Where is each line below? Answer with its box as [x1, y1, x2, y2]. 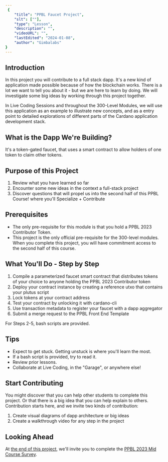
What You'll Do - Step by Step [5, 260, 99, 268]
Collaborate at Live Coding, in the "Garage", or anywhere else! [12, 364, 141, 370]
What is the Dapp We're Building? [5, 133, 112, 141]
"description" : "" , [14, 26, 55, 31]
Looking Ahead [5, 432, 54, 441]
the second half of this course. [12, 245, 76, 251]
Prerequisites [5, 210, 48, 219]
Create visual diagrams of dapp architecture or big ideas [12, 413, 129, 419]
